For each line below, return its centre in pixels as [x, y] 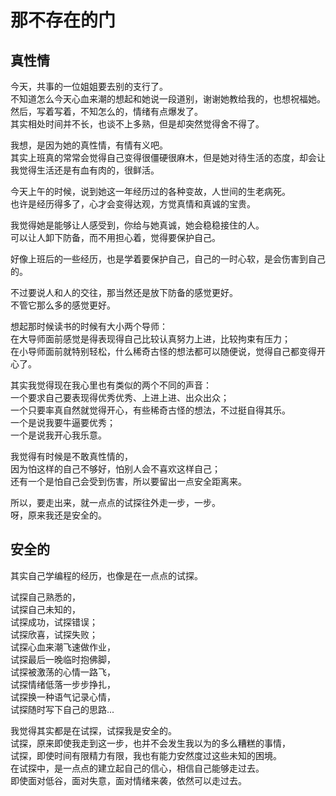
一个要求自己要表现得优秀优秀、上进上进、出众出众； [120, 397]
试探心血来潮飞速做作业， [63, 647]
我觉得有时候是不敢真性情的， [71, 456]
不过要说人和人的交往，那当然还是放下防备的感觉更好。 [124, 292]
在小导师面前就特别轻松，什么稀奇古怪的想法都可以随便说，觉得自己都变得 [163, 351]
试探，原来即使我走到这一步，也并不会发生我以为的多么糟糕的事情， [150, 743]
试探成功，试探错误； [54, 622]
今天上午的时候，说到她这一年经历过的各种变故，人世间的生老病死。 [150, 191]
